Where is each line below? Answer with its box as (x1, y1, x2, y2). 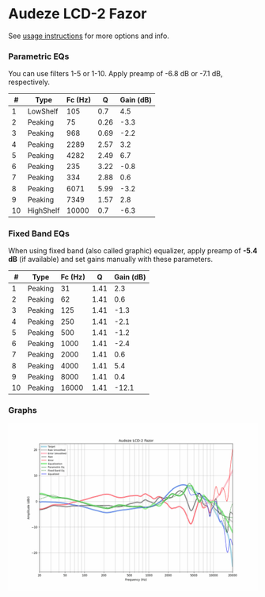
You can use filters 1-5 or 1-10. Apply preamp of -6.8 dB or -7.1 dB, (8, 69, 223, 79)
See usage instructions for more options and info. (8, 31, 170, 40)
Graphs (8, 405, 37, 416)
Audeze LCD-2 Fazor (8, 5, 147, 23)
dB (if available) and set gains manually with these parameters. (8, 255, 214, 264)
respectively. (8, 77, 50, 87)
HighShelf (27, 206, 60, 215)
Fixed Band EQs (8, 228, 70, 239)
